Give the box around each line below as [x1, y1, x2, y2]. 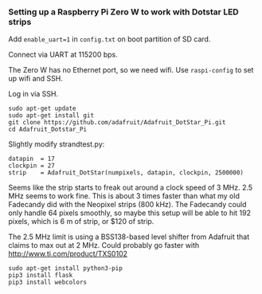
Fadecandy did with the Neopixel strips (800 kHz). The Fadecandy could [8, 200, 247, 210]
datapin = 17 [8, 155, 56, 163]
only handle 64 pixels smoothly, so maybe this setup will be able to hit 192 [8, 208, 252, 218]
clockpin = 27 [8, 162, 56, 170]
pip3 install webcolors [8, 278, 88, 287]
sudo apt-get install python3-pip [8, 265, 123, 272]
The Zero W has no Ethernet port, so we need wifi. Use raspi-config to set [8, 65, 254, 75]
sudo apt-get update [8, 104, 77, 113]
